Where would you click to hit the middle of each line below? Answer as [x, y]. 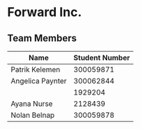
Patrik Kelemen [36, 69]
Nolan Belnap [33, 115]
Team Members [42, 38]
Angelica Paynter [39, 81]
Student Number [102, 58]
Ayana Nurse [32, 104]
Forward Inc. [45, 12]
